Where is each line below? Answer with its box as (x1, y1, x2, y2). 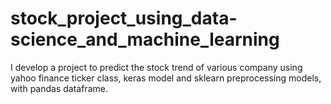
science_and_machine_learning (10, 28, 280, 51)
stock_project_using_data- (10, 7, 238, 30)
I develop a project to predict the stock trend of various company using (10, 61, 303, 73)
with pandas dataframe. (10, 82, 108, 94)
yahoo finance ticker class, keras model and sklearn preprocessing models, (10, 72, 322, 84)
